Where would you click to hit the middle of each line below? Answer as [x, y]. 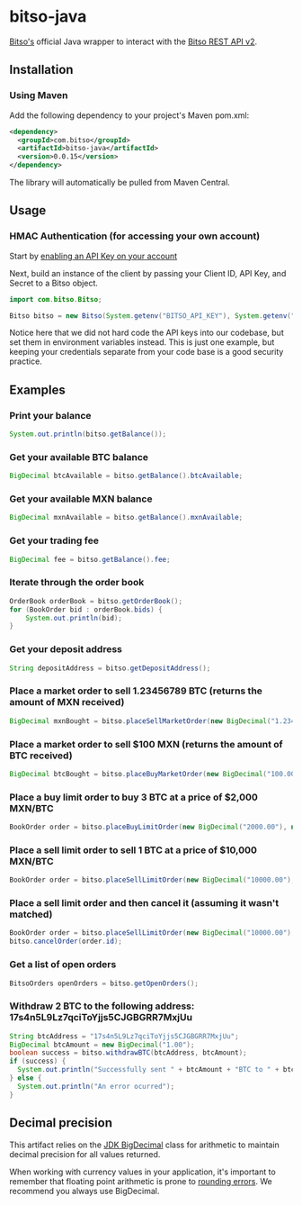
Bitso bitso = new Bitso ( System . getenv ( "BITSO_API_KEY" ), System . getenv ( [151, 316]
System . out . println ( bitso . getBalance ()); [88, 434]
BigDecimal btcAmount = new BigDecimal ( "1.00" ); [102, 1045]
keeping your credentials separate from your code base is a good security [147, 352]
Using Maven [39, 95]
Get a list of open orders [63, 965]
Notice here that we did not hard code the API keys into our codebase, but [147, 333]
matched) [31, 914]
